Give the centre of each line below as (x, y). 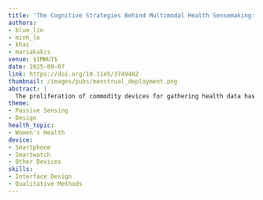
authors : (22, 23)
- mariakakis (30, 52)
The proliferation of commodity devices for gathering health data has (135, 96)
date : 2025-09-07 (37, 67)
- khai (19, 45)
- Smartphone (30, 147)
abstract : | (28, 89)
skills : (21, 169)
